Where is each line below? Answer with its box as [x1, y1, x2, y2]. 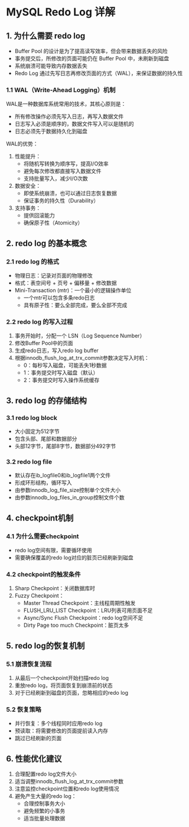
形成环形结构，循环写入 [14, 479, 72, 486]
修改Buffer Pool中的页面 [14, 340, 74, 347]
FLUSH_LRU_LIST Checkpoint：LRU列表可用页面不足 [23, 607, 153, 614]
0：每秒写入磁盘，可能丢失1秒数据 [23, 362, 107, 369]
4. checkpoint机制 [6, 513, 74, 523]
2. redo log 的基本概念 [6, 238, 87, 248]
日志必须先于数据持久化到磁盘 [14, 128, 87, 135]
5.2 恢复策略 [6, 705, 41, 714]
